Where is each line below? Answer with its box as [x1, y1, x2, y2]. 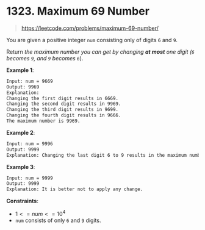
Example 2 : [6, 129, 35, 136]
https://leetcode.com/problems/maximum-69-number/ [21, 24, 159, 32]
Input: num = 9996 [6, 140, 53, 147]
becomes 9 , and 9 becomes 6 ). [6, 54, 84, 62]
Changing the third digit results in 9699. [6, 107, 119, 113]
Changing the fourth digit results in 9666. [6, 112, 121, 118]
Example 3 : [6, 163, 35, 170]
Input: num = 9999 [6, 175, 53, 181]
